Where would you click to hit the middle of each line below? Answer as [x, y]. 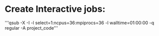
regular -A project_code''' [32, 28]
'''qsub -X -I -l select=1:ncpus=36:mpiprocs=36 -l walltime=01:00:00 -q [79, 23]
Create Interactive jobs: [55, 9]
